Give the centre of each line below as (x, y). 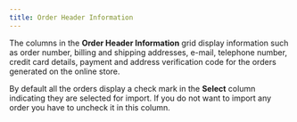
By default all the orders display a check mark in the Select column (132, 88)
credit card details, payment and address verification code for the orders (143, 61)
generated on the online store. (65, 71)
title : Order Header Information (71, 17)
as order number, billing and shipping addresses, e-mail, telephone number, (148, 52)
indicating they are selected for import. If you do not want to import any (140, 98)
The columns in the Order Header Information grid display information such (149, 43)
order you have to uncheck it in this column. (90, 107)
